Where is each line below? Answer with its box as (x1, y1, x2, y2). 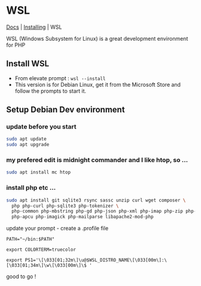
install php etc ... (6, 184, 56, 192)
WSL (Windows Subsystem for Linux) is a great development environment (6, 35, 188, 42)
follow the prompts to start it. (14, 87, 87, 95)
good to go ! (6, 273, 36, 280)
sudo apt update (6, 136, 47, 142)
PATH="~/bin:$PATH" (6, 236, 55, 242)
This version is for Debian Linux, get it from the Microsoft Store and (14, 81, 181, 88)
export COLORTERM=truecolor (6, 247, 77, 253)
